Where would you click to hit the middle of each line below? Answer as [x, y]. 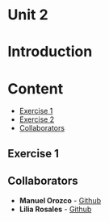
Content [36, 88]
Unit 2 [28, 15]
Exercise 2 [37, 119]
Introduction [50, 52]
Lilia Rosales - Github [55, 209]
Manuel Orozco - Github [60, 200]
